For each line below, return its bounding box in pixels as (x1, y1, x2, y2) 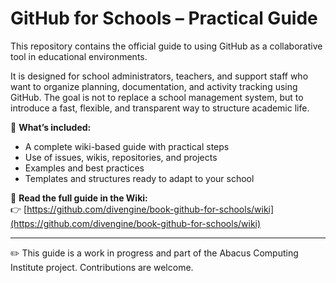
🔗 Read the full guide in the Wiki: (10, 192, 148, 204)
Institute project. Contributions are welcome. (10, 261, 194, 273)
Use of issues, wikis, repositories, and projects (24, 151, 218, 163)
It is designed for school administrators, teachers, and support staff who (10, 70, 309, 82)
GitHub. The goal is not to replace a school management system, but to (10, 91, 304, 103)
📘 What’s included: (10, 121, 92, 133)
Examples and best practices (24, 162, 145, 174)
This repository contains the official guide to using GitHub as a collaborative (10, 40, 323, 52)
